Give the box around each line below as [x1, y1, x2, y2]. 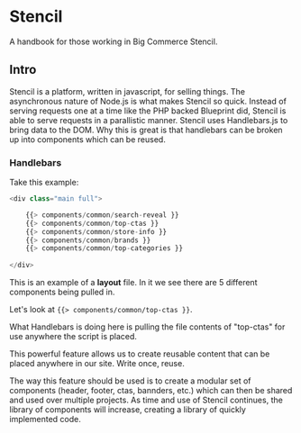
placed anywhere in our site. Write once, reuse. [9, 358, 185, 369]
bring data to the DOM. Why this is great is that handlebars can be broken [9, 124, 283, 135]
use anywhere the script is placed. [9, 331, 138, 342]
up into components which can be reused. [9, 133, 167, 145]
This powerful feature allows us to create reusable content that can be [9, 348, 270, 359]
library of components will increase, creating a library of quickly [9, 404, 246, 415]
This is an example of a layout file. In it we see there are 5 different [9, 277, 258, 288]
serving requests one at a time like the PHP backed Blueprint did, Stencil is [9, 105, 287, 116]
